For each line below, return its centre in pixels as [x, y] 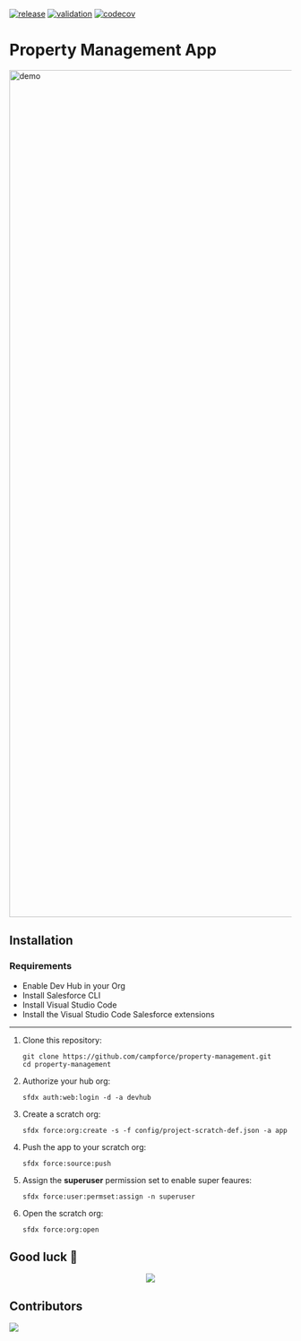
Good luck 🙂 [43, 1257]
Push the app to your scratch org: [84, 1146]
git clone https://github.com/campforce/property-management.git [146, 1056]
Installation [41, 941]
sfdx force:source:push [67, 1164]
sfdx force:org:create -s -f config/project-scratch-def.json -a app [155, 1130]
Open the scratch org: [63, 1213]
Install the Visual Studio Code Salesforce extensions [118, 1014]
